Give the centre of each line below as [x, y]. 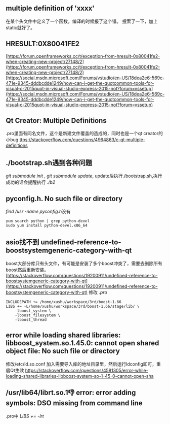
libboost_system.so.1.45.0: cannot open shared [82, 343]
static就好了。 [20, 27]
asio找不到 [23, 242]
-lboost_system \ [33, 311]
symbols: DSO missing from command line [74, 403]
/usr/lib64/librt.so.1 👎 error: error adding [71, 393]
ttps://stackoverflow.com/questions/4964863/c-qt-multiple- [82, 140]
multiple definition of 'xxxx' [50, 8]
